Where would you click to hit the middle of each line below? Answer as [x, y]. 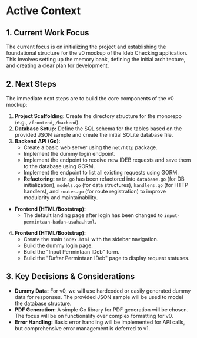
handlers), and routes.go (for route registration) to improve [95, 191]
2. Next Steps [31, 84]
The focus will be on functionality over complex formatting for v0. [94, 316]
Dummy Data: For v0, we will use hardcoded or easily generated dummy [103, 291]
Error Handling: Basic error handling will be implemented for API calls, [100, 322]
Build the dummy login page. [58, 245]
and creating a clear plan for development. [58, 65]
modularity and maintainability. [61, 197]
